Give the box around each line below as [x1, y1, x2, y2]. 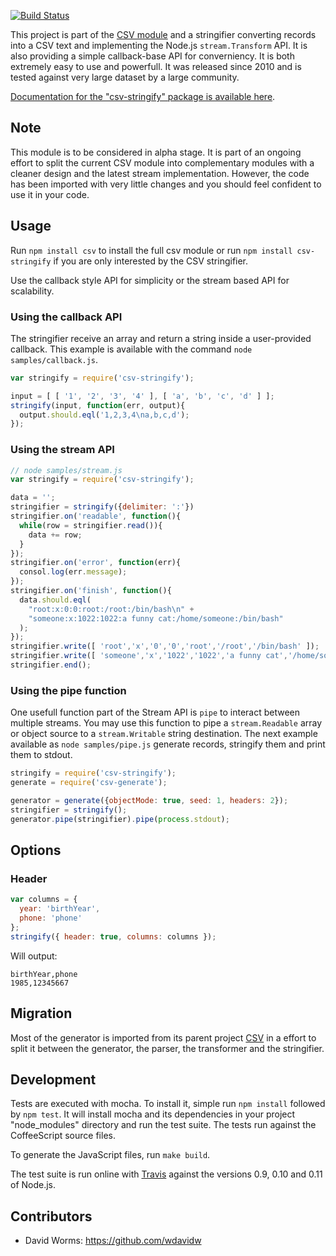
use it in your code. [10, 188, 90, 200]
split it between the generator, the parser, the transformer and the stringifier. [10, 1042, 325, 1054]
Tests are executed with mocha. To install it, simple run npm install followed [10, 1098, 326, 1110]
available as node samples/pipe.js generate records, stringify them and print [10, 738, 326, 750]
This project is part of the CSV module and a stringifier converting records [10, 29, 317, 40]
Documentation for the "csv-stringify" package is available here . [10, 91, 276, 102]
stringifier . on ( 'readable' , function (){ [10, 511, 182, 522]
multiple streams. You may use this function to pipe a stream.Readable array [10, 717, 323, 729]
